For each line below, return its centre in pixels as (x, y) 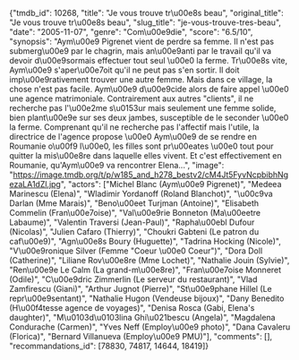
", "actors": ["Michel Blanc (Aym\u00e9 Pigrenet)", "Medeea (171, 184)
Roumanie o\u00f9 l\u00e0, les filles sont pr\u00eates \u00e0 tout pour (142, 146)
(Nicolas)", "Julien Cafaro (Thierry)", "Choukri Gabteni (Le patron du (134, 231)
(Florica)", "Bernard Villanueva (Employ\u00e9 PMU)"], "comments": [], (141, 336)
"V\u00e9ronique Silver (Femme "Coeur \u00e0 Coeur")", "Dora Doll (136, 251)
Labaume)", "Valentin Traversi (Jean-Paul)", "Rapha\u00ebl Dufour (132, 222)
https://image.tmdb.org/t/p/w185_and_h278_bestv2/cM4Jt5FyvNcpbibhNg (151, 175)
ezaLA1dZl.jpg (35, 184)
